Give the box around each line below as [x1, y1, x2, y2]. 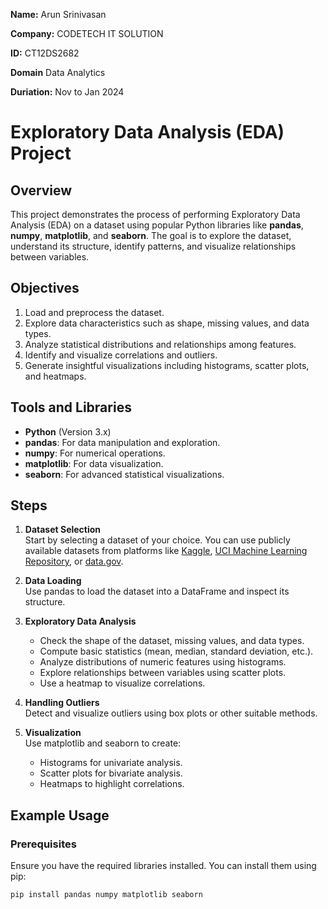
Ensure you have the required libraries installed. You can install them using [10, 860, 317, 872]
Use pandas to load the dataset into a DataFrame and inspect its [24, 585, 290, 598]
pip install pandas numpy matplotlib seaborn [10, 890, 203, 900]
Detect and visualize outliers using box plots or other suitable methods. [24, 707, 318, 719]
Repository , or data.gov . [24, 555, 124, 568]
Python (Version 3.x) [24, 425, 112, 438]
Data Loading [24, 575, 82, 587]
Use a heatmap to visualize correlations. [39, 677, 206, 689]
